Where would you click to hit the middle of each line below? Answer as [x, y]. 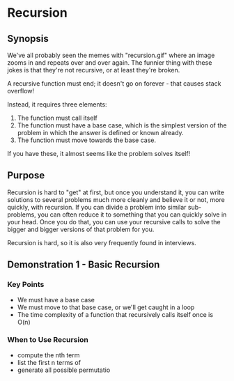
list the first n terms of [49, 362]
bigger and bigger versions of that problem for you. [81, 229]
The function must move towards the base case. [87, 140]
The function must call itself [57, 118]
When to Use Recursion [48, 340]
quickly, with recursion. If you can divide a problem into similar [97, 207]
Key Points [26, 285]
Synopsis [28, 39]
